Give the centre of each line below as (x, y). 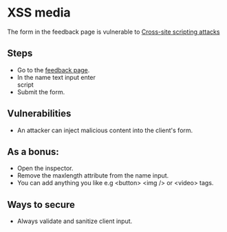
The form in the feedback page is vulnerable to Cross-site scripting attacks (113, 32)
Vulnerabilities (39, 114)
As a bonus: (33, 152)
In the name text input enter (56, 77)
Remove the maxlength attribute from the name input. (93, 176)
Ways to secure (41, 204)
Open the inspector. (45, 168)
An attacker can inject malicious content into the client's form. (105, 130)
